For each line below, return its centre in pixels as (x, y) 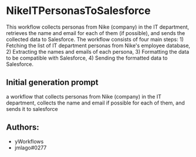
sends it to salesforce (32, 109)
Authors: (23, 128)
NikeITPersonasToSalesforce (78, 11)
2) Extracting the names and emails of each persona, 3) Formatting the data (98, 51)
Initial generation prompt (52, 83)
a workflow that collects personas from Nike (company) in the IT (84, 96)
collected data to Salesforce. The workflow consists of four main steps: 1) (95, 39)
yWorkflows (29, 141)
